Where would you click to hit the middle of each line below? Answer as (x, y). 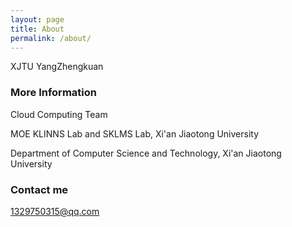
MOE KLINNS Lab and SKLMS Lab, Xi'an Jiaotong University (135, 133)
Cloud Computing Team (59, 114)
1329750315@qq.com (55, 211)
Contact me (39, 189)
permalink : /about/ (51, 38)
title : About (37, 29)
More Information (53, 93)
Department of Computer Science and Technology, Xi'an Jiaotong (146, 153)
